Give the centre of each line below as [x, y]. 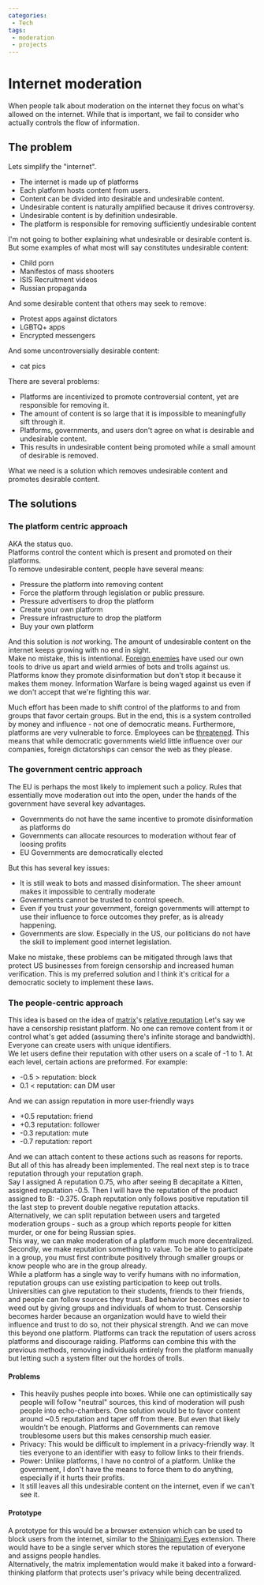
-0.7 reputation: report [56, 1142]
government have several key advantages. [77, 804]
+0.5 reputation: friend [56, 1116]
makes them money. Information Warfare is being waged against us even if [130, 683]
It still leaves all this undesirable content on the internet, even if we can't [137, 1486]
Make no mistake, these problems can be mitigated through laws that [120, 957]
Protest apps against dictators [68, 318]
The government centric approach [75, 770]
